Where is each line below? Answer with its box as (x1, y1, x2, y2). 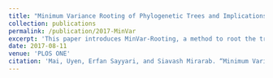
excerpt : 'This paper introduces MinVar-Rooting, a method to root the (8, 34, 256, 43)
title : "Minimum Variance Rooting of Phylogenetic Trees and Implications (8, 11, 267, 20)
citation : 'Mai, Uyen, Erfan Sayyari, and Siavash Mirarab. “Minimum (8, 58, 249, 66)
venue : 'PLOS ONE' (8, 50, 71, 58)
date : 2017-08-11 (8, 42, 67, 50)
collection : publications (8, 19, 96, 28)
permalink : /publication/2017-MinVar (8, 27, 136, 35)
